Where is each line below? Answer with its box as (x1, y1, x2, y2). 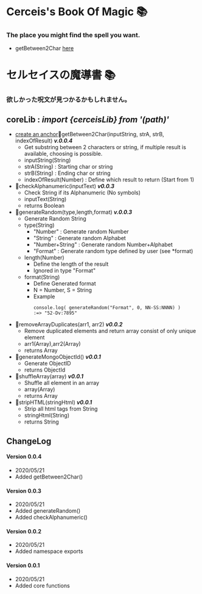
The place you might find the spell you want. (6, 31, 141, 40)
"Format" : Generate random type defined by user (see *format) (33, 248, 193, 255)
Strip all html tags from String (24, 405, 98, 413)
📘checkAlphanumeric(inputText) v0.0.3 (15, 183, 114, 190)
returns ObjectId (24, 366, 66, 373)
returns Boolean (24, 202, 65, 210)
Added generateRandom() (15, 507, 81, 515)
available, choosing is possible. (24, 150, 103, 158)
